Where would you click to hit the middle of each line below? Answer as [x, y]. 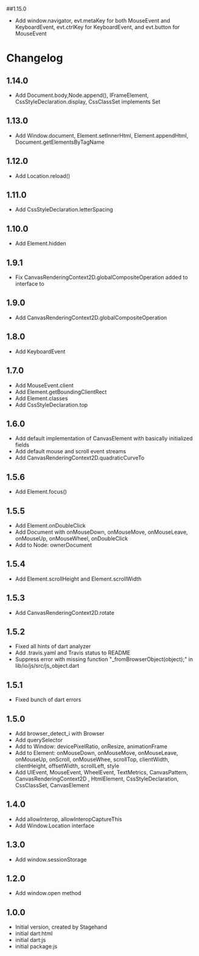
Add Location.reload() [43, 175]
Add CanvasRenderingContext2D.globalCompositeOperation [91, 317]
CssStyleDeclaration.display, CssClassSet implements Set [88, 102]
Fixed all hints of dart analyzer [53, 646]
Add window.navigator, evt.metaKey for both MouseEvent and [93, 20]
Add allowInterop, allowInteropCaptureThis [68, 819]
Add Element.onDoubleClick [51, 525]
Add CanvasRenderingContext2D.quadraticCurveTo [80, 458]
